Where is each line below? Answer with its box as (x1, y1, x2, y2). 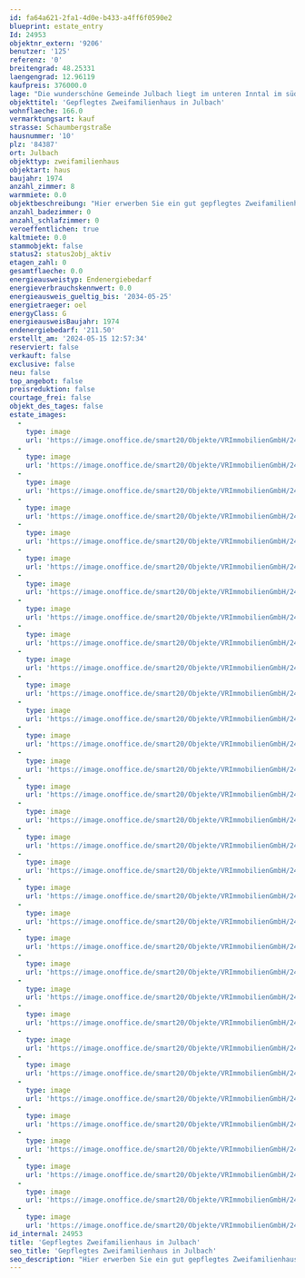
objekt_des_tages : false (9, 401, 103, 411)
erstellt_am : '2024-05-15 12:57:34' (9, 334, 148, 343)
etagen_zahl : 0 (9, 258, 67, 268)
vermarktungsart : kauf (9, 114, 95, 124)
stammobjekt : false (9, 242, 84, 251)
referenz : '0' (9, 55, 64, 64)
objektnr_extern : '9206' (9, 38, 103, 48)
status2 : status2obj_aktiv (9, 250, 112, 259)
